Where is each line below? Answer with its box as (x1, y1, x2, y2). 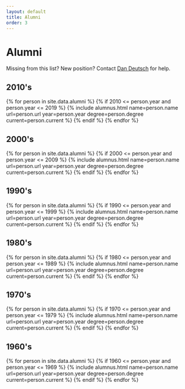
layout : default (6, 8, 46, 15)
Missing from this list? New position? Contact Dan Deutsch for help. (6, 65, 171, 72)
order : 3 (6, 20, 28, 26)
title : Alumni (6, 14, 41, 20)
